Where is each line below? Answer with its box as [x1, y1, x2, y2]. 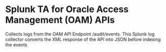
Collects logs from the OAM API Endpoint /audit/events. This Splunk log [5, 31, 155, 37]
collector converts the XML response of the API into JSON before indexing [5, 36, 161, 42]
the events [5, 41, 27, 47]
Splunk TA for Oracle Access [5, 4, 129, 15]
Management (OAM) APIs [5, 14, 115, 26]
